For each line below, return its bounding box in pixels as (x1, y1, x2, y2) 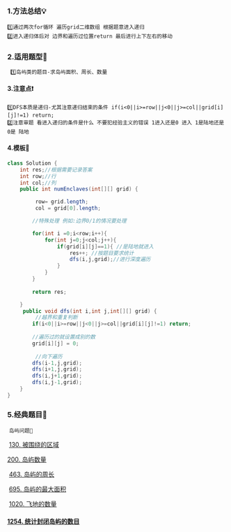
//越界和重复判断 (35, 314, 78, 321)
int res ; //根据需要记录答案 (19, 166, 93, 173)
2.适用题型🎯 (7, 52, 47, 62)
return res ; (32, 288, 67, 295)
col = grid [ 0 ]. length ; (35, 205, 101, 212)
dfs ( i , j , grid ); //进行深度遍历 (69, 256, 151, 263)
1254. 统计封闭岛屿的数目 (7, 517, 80, 525)
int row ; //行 (19, 172, 57, 179)
